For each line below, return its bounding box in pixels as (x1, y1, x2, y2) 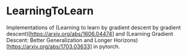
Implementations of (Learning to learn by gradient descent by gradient (6, 24, 181, 31)
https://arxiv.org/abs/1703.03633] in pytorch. (8, 43, 121, 50)
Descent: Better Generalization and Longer (6, 36, 113, 43)
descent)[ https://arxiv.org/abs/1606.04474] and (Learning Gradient (6, 30, 174, 37)
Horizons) (113, 36, 138, 43)
